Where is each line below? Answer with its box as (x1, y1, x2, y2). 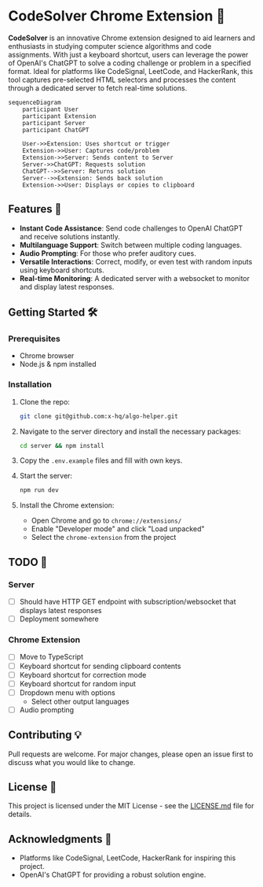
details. (8, 810, 32, 819)
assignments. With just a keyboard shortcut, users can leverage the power (8, 50, 249, 59)
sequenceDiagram (8, 98, 61, 106)
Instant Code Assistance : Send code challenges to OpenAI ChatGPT (19, 224, 243, 233)
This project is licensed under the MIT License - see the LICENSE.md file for (8, 801, 254, 811)
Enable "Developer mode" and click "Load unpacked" (31, 524, 205, 534)
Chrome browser (19, 351, 75, 360)
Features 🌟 (8, 202, 62, 216)
